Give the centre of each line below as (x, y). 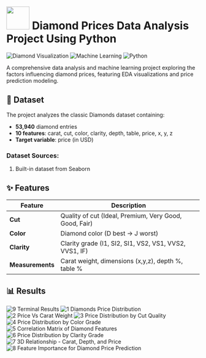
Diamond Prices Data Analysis (110, 26)
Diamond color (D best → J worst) (109, 233)
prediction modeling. (32, 80)
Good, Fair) (77, 223)
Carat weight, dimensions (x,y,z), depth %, (122, 261)
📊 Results (26, 291)
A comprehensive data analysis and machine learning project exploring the (101, 67)
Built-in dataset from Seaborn (53, 169)
